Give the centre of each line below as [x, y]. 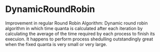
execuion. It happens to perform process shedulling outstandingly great [79, 39]
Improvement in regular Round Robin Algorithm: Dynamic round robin [76, 23]
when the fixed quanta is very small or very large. [56, 44]
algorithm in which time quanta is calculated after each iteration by [74, 28]
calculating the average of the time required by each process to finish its [80, 33]
